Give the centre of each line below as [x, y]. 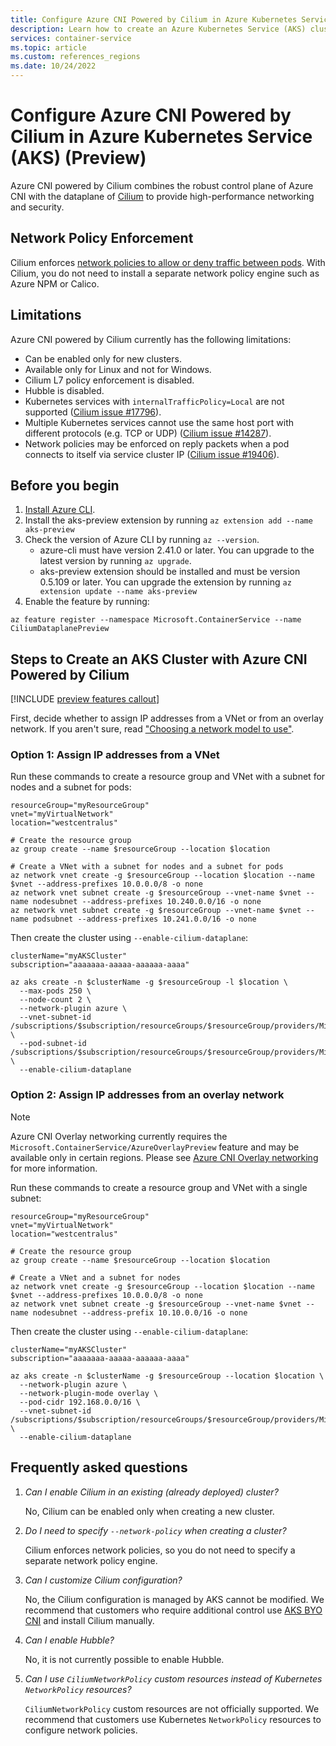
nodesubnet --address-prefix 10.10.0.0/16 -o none [140, 1312]
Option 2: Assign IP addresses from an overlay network [147, 1095]
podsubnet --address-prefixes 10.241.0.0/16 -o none [144, 919]
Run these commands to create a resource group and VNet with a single [159, 1187]
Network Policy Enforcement [102, 238]
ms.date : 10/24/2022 [53, 66]
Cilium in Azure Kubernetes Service [161, 137]
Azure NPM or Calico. [55, 283]
